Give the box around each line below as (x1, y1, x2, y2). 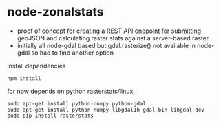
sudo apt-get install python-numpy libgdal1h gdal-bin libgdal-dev (7, 106, 205, 113)
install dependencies (7, 62, 66, 70)
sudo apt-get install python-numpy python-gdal (7, 100, 147, 107)
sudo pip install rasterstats (7, 112, 94, 119)
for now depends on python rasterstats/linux (7, 87, 134, 95)
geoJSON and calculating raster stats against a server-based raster (17, 34, 209, 42)
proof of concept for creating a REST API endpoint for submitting (17, 27, 202, 35)
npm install (7, 75, 41, 82)
